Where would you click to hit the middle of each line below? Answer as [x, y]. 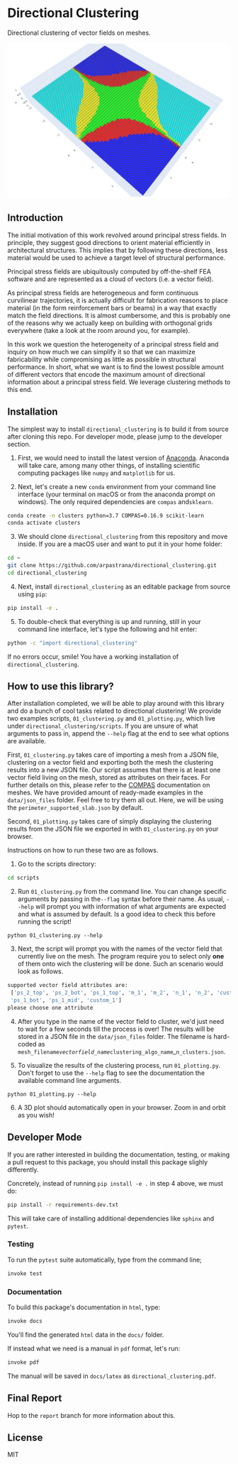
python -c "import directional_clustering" [73, 643]
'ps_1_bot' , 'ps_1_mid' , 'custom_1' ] [66, 1000]
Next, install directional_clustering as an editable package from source [124, 586]
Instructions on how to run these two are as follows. [83, 851]
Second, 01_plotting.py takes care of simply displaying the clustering [109, 821]
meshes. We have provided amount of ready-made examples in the [105, 792]
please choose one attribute [50, 1007]
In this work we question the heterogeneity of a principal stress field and [113, 344]
